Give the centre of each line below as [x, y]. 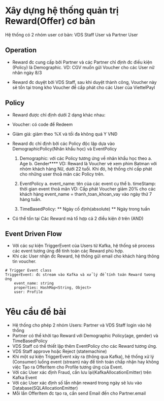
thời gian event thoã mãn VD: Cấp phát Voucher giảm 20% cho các [88, 189]
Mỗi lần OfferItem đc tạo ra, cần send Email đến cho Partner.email [79, 393]
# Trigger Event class [28, 271]
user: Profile [28, 292]
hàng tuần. [31, 199]
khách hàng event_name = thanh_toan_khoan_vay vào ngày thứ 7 [86, 194]
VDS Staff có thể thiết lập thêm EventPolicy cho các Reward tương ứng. [85, 346]
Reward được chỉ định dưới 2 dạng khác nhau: [59, 115]
